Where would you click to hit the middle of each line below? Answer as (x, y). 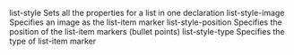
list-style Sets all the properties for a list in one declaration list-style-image (147, 13)
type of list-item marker (53, 41)
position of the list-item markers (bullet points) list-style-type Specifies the (147, 31)
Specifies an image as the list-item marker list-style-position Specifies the (146, 22)
